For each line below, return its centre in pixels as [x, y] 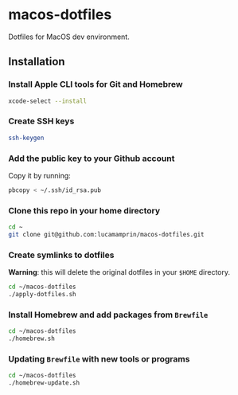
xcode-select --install [48, 101]
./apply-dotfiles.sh [43, 295]
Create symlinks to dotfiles [61, 255]
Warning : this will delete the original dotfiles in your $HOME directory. [119, 272]
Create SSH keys [41, 121]
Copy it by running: [40, 175]
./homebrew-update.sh [44, 383]
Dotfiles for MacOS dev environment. [69, 37]
